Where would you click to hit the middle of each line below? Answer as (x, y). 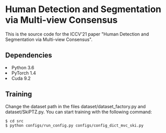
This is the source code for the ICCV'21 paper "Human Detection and (77, 34)
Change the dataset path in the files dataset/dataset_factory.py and (75, 106)
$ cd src (14, 121)
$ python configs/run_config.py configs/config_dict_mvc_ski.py (74, 125)
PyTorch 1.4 (24, 73)
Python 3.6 (23, 67)
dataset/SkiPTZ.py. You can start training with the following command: (79, 112)
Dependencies (29, 55)
